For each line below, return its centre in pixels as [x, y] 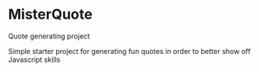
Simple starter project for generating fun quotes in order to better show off [129, 51]
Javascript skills [34, 59]
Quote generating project [49, 36]
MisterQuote [51, 14]
